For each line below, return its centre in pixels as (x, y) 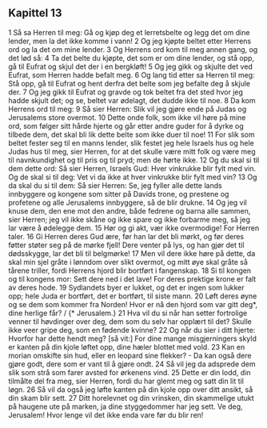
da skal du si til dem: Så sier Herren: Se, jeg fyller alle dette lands (115, 185)
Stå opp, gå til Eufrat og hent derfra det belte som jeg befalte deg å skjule (130, 83)
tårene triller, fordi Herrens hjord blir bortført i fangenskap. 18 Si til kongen (130, 270)
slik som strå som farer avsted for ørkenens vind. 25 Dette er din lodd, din (130, 372)
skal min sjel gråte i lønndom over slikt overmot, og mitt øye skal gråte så (128, 262)
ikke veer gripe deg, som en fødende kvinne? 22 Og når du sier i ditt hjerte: (132, 330)
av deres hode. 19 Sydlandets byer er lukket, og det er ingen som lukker (126, 287)
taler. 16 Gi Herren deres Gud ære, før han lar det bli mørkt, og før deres (126, 236)
